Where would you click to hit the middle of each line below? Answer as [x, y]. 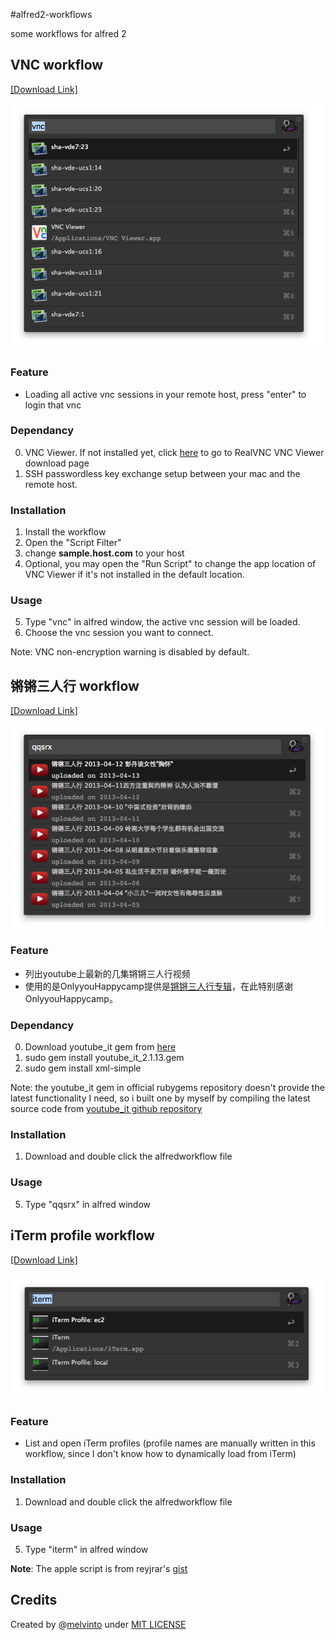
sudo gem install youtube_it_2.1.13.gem [104, 1058]
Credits [34, 1600]
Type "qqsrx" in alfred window [87, 1204]
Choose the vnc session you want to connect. [119, 633]
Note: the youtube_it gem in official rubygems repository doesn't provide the [167, 1088]
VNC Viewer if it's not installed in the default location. [134, 575]
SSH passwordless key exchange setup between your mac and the [162, 473]
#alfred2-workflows [51, 14]
